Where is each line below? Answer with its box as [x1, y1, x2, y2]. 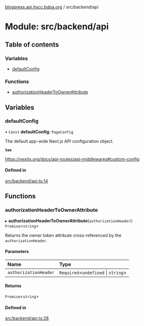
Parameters [5, 249, 29, 255]
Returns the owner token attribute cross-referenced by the [5, 232, 122, 238]
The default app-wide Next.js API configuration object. [5, 138, 114, 144]
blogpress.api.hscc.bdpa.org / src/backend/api [5, 4, 99, 10]
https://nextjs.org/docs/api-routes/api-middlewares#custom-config [5, 156, 140, 162]
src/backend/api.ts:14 [5, 178, 48, 184]
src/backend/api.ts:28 [5, 315, 49, 321]
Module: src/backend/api [5, 21, 109, 32]
